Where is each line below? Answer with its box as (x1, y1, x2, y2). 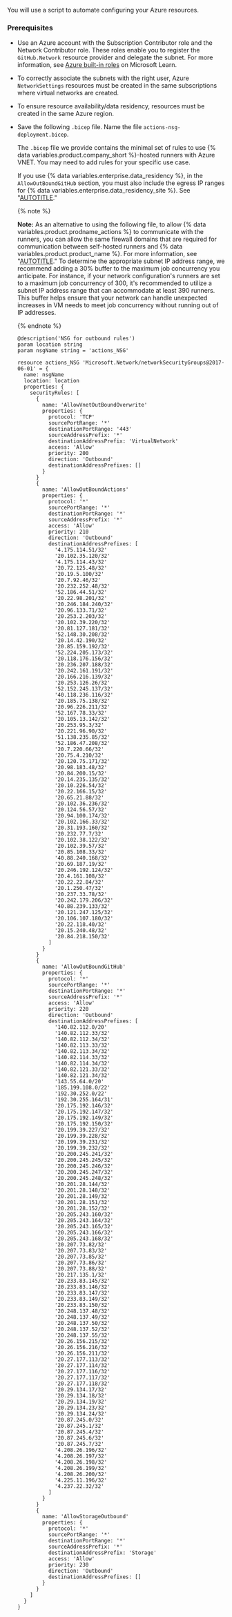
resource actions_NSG (17, 359, 79, 367)
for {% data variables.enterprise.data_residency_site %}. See (17, 186, 191, 195)
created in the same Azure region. (17, 110, 114, 118)
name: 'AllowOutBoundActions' (42, 486, 129, 493)
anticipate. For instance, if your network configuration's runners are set (17, 272, 221, 280)
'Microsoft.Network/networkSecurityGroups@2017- (82, 359, 225, 367)
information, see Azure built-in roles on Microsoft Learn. (17, 61, 177, 69)
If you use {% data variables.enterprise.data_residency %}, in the (17, 172, 204, 180)
